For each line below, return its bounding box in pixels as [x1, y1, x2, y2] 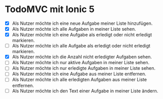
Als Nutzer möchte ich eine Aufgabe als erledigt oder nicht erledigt [12, 32, 152, 38]
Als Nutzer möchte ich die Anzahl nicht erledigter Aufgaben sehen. [12, 54, 152, 60]
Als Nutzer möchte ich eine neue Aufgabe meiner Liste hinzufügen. [12, 20, 153, 26]
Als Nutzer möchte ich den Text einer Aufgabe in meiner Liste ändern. [12, 87, 158, 94]
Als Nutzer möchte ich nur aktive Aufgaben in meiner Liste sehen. [12, 60, 150, 66]
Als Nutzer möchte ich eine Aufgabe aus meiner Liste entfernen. [12, 71, 147, 77]
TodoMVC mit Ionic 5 [5, 4, 95, 15]
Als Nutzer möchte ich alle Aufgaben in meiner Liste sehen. [12, 26, 136, 32]
